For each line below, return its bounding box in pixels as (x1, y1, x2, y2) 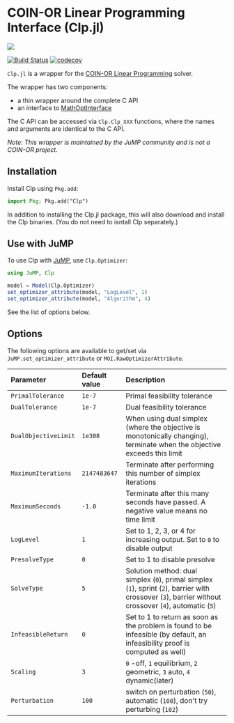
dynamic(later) (125, 676, 174, 685)
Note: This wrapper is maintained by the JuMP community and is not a (7, 138, 210, 146)
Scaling (10, 667, 36, 676)
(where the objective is (125, 422, 201, 432)
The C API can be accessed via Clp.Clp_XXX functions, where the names (7, 117, 214, 125)
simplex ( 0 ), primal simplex (125, 575, 213, 584)
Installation (7, 166, 57, 178)
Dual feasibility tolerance (125, 402, 207, 412)
